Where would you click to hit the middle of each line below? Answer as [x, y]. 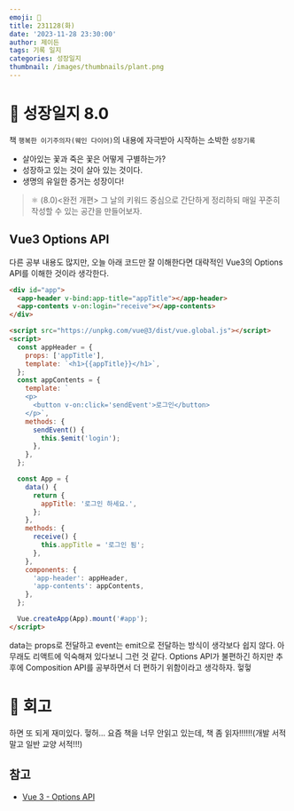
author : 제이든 [35, 42]
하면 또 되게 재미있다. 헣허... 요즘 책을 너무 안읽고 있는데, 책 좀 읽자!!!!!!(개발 [139, 733]
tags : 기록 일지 [35, 51]
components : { [51, 569]
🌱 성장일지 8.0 [59, 114]
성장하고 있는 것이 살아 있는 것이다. [82, 170]
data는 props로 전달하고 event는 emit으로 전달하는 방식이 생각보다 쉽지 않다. [143, 645]
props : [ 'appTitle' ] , [65, 355]
